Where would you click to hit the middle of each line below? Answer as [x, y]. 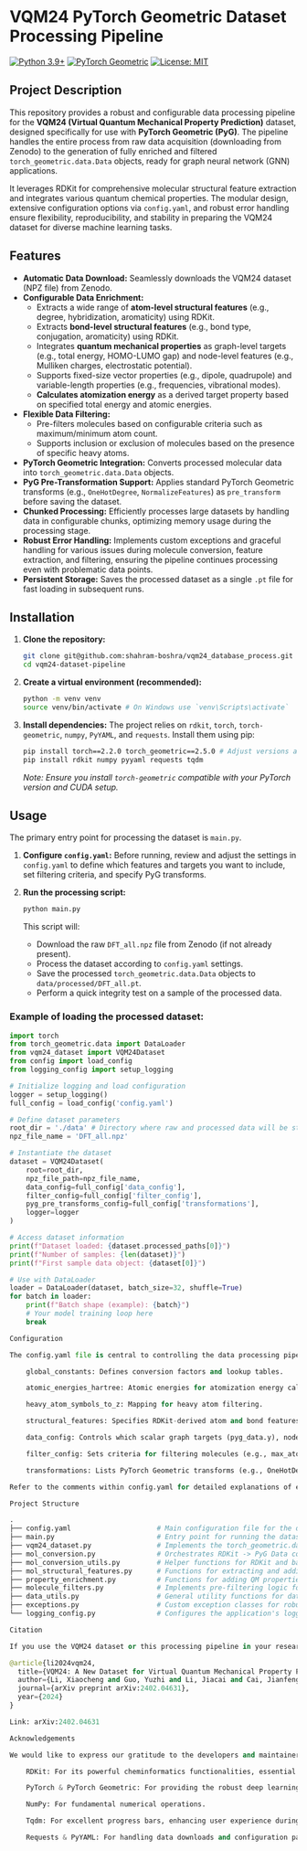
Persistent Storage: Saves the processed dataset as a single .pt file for [158, 579]
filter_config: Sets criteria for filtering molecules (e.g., [147, 1454]
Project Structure [44, 1504]
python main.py [52, 910]
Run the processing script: [74, 892]
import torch [34, 1036]
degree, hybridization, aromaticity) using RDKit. [125, 316]
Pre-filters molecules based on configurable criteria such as [149, 423]
